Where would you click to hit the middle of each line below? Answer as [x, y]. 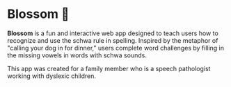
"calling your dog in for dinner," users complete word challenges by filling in [116, 48]
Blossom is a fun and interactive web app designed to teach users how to [113, 33]
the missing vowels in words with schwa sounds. [77, 55]
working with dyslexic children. [51, 76]
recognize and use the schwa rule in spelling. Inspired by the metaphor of [113, 40]
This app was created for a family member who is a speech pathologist [109, 68]
